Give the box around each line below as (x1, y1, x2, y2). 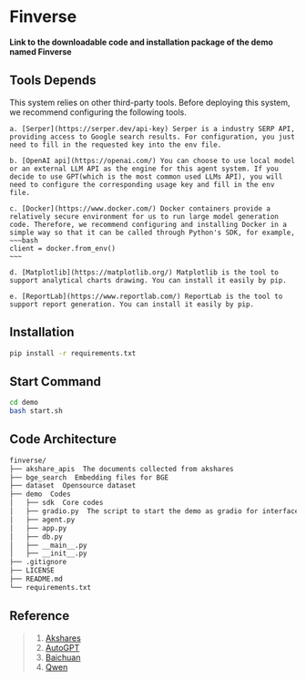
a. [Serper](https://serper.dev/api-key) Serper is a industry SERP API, (9, 124, 296, 133)
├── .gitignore (9, 558, 67, 567)
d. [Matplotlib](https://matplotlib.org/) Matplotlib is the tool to (9, 267, 280, 277)
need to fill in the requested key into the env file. (9, 139, 222, 150)
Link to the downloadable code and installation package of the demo (9, 36, 273, 47)
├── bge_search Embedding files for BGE (9, 472, 169, 482)
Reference (9, 608, 70, 624)
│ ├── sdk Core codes (9, 499, 104, 508)
